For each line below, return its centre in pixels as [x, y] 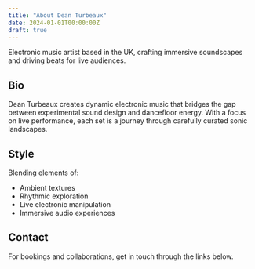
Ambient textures [47, 188]
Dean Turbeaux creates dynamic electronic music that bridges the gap [122, 104]
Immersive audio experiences [67, 213]
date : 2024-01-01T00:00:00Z [54, 23]
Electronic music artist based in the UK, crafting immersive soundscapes [126, 53]
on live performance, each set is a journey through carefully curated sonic [128, 121]
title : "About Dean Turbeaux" [58, 15]
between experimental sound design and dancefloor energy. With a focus [127, 113]
